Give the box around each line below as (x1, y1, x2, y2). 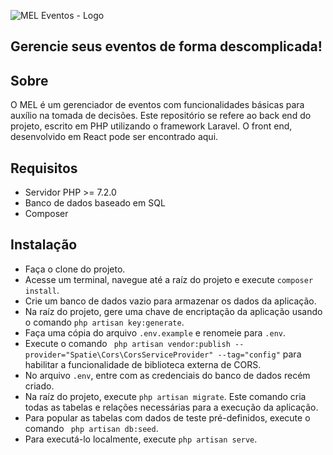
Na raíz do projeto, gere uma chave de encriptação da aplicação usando (24, 305, 323, 317)
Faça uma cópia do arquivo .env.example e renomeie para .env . (24, 326, 287, 339)
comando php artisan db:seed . (24, 422, 159, 434)
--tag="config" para (217, 348, 302, 360)
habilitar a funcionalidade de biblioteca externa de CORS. (24, 358, 262, 370)
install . (24, 284, 60, 296)
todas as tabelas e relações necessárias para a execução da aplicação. (24, 401, 319, 413)
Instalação (10, 236, 78, 254)
